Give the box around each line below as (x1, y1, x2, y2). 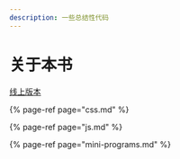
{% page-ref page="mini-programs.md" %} (9, 138, 172, 149)
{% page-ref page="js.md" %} (9, 121, 123, 132)
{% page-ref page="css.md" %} (9, 104, 130, 115)
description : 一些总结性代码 (9, 13, 110, 22)
